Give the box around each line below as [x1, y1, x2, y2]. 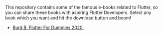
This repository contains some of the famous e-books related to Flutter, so [5, 4, 158, 10]
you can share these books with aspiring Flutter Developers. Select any [5, 9, 152, 15]
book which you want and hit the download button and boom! [5, 15, 131, 20]
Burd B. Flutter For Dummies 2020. [12, 24, 84, 30]
